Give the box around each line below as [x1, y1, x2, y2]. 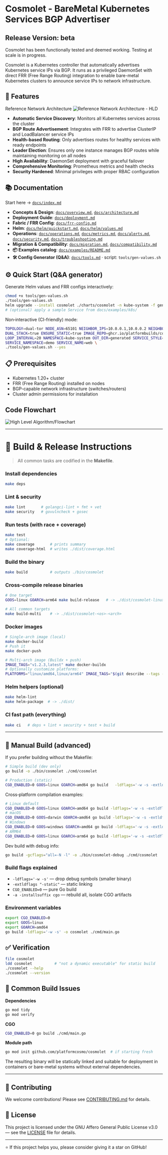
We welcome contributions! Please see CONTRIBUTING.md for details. [5, 1096, 151, 1102]
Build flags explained [5, 864, 57, 871]
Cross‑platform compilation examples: [5, 792, 83, 798]
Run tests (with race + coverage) [5, 521, 86, 528]
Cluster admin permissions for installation [12, 391, 98, 397]
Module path [5, 1040, 32, 1046]
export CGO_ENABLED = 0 [5, 916, 50, 921]
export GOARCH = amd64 [5, 925, 48, 930]
